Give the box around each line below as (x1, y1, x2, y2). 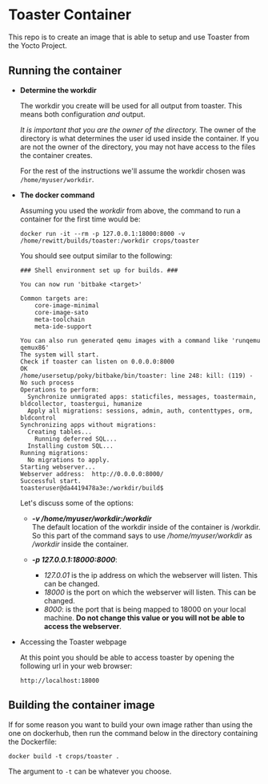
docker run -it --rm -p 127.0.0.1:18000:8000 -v (19, 230, 186, 238)
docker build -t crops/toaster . (8, 752, 120, 760)
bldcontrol (19, 413, 57, 422)
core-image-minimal (34, 301, 100, 310)
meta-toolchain (34, 315, 86, 323)
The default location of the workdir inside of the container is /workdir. (31, 522, 261, 531)
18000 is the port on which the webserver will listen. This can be (43, 587, 257, 597)
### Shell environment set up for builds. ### (19, 266, 178, 274)
